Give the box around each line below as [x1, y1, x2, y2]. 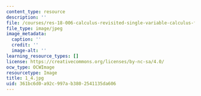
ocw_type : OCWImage [6, 64, 55, 70]
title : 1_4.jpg [6, 75, 44, 81]
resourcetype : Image [6, 70, 58, 76]
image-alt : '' [11, 48, 47, 54]
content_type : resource [6, 8, 66, 15]
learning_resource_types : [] [6, 53, 79, 59]
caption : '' [11, 36, 42, 42]
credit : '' [11, 42, 39, 48]
